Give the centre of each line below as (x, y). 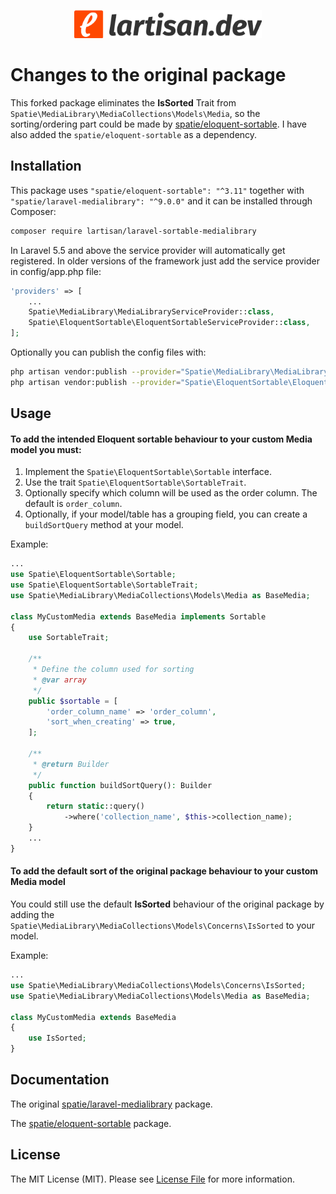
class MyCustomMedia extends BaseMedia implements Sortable (138, 616)
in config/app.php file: (56, 271)
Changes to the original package (148, 75)
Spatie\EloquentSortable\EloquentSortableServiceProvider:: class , (169, 323)
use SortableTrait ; (69, 638)
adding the (32, 915)
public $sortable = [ (73, 701)
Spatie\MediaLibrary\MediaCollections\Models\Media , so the (135, 113)
